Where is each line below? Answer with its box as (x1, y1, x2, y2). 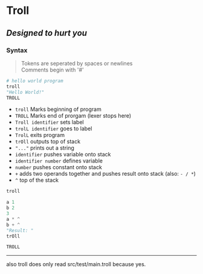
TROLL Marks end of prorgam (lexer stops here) (14, 112, 132, 119)
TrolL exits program (14, 132, 65, 139)
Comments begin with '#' (21, 66, 84, 73)
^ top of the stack (14, 176, 59, 184)
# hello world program (6, 78, 63, 84)
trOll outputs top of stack (14, 138, 80, 145)
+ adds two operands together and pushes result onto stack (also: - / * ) (14, 170, 196, 178)
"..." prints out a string (14, 144, 74, 152)
